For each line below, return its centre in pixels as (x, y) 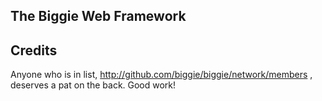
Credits (34, 50)
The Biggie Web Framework (98, 16)
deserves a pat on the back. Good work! (93, 85)
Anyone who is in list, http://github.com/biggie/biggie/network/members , (161, 75)
